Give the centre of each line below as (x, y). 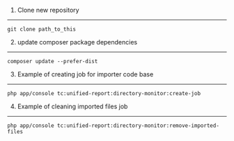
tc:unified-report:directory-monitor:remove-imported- (138, 126)
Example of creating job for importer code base (85, 74)
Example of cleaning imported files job (72, 106)
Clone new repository (48, 10)
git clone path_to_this (42, 29)
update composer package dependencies (77, 42)
